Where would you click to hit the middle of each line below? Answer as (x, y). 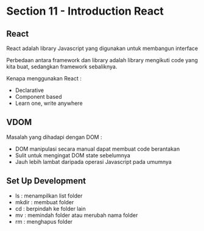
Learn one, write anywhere (49, 103)
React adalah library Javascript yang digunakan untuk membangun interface (102, 48)
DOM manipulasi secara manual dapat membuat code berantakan (97, 149)
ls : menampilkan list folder (49, 196)
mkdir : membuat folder (44, 202)
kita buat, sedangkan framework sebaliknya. (62, 66)
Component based (38, 97)
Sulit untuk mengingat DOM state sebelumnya (73, 155)
